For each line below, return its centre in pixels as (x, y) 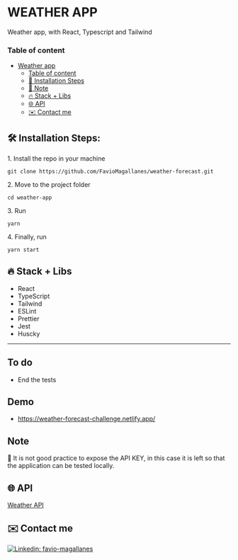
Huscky (29, 333)
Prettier (28, 319)
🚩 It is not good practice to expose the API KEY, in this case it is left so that (116, 458)
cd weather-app (30, 198)
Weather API (25, 505)
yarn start (23, 250)
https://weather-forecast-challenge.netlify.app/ (86, 419)
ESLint (27, 311)
